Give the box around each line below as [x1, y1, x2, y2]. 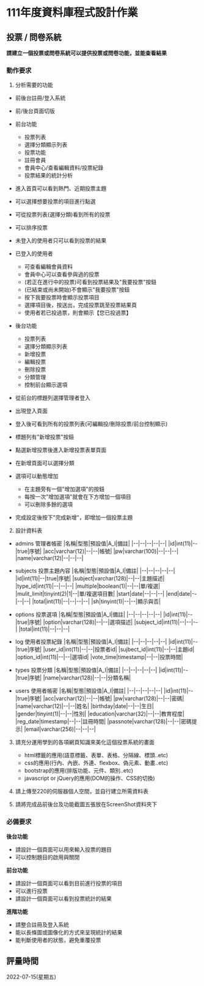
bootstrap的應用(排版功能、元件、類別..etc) [24, 767, 133, 774]
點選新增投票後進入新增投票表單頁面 [15, 446, 107, 454]
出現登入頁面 [15, 407, 48, 415]
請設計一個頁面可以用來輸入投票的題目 [15, 845, 112, 853]
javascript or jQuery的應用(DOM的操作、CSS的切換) [24, 774, 155, 782]
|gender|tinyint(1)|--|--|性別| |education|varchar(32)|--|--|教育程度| [15, 710, 184, 718]
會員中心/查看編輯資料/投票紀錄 [24, 164, 104, 172]
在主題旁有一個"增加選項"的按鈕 [24, 485, 105, 493]
